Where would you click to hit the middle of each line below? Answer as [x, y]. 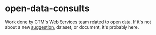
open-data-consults [47, 9]
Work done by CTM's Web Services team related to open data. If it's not [78, 22]
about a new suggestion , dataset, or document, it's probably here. [72, 27]
